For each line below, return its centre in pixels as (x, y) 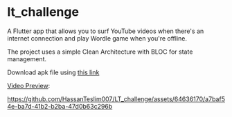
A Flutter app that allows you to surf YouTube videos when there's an (106, 31)
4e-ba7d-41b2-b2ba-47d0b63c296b (60, 106)
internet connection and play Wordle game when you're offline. (97, 38)
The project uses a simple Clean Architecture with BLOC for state (100, 52)
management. (27, 58)
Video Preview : (29, 85)
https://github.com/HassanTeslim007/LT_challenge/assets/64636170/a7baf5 (116, 99)
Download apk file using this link (53, 72)
